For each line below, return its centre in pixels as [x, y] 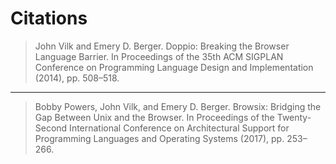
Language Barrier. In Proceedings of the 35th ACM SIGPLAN [159, 56]
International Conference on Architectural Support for [179, 128]
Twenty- [294, 117]
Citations [49, 18]
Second [51, 128]
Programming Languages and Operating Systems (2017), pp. [159, 138]
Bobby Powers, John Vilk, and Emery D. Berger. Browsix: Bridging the [178, 106]
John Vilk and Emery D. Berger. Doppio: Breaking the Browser [162, 46]
